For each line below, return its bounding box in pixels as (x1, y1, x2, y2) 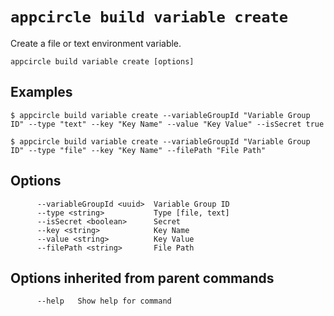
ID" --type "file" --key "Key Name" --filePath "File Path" (10, 145, 267, 155)
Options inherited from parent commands (10, 269, 275, 287)
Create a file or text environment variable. (10, 37, 182, 49)
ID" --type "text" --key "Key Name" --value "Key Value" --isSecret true (10, 119, 325, 129)
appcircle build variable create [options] (10, 56, 195, 67)
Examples (10, 84, 73, 101)
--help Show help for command (36, 296, 172, 307)
